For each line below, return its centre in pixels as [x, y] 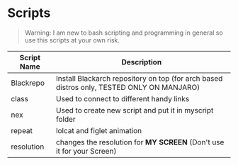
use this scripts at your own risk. [72, 40]
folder [66, 119]
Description [142, 62]
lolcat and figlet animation [99, 130]
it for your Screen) [86, 151]
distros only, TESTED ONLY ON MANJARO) [128, 87]
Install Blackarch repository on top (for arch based [139, 78]
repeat [22, 130]
